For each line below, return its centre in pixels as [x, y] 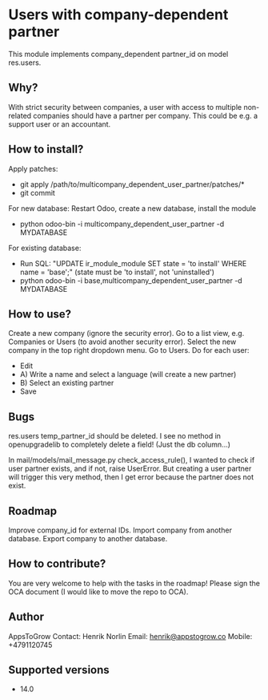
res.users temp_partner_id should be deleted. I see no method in [115, 436]
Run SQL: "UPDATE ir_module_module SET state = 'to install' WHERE [133, 263]
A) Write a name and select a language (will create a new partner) [128, 374]
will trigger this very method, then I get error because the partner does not [131, 477]
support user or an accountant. [60, 124]
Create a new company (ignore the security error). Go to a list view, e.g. [126, 334]
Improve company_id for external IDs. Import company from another [120, 530]
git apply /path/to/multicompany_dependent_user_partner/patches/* [132, 184]
